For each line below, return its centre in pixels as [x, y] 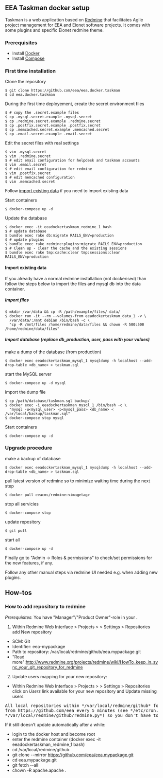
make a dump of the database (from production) [53, 352]
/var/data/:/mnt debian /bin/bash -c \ [50, 320]
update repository [23, 522]
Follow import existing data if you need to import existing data [67, 191]
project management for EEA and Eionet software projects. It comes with [78, 25]
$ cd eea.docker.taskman [30, 95]
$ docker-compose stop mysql [34, 418]
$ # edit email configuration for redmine [49, 169]
